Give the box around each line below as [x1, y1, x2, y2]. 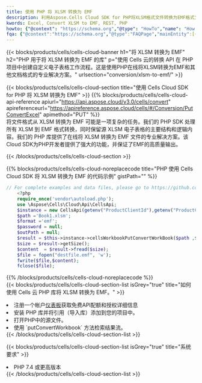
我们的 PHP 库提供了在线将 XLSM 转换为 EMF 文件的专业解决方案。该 [16, 133, 189, 140]
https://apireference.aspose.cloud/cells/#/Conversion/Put [50, 105, 194, 112]
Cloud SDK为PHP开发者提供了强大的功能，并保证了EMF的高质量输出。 [6, 141, 182, 148]
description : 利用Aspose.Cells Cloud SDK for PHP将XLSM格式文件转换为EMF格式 [6, 14, 195, 20]
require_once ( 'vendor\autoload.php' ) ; [17, 196, 114, 202]
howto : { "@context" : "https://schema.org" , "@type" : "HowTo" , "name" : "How [6, 25, 195, 32]
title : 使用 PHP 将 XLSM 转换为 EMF [6, 8, 93, 15]
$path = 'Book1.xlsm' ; [17, 213, 71, 219]
